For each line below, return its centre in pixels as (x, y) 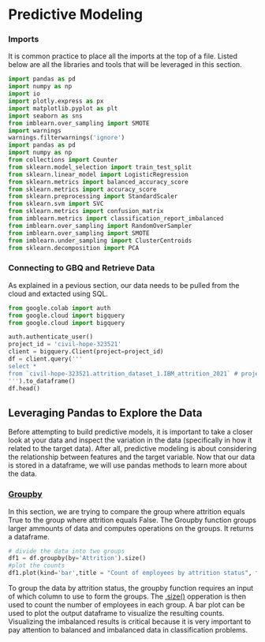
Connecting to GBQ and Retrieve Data (82, 268)
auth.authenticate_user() (50, 337)
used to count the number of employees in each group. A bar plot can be (127, 605)
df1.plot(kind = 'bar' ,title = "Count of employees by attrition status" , (130, 573)
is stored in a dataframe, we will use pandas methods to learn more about (128, 465)
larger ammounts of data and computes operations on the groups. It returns (131, 528)
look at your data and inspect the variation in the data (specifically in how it (130, 440)
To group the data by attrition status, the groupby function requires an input (131, 588)
